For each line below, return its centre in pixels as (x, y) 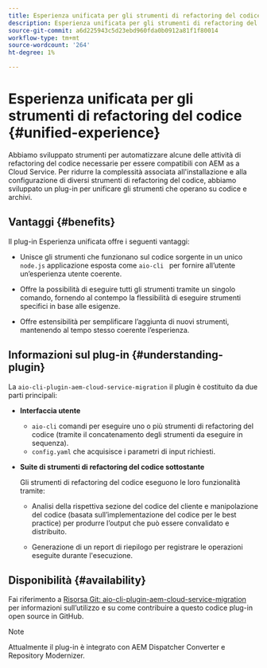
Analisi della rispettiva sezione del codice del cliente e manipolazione (145, 506)
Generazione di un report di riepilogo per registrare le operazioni (137, 547)
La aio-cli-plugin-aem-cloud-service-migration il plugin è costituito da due (133, 386)
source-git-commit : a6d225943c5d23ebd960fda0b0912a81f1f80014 (113, 30)
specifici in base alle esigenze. (70, 306)
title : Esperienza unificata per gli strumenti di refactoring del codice (135, 16)
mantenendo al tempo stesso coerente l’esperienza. (104, 330)
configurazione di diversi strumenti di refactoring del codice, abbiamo (122, 180)
